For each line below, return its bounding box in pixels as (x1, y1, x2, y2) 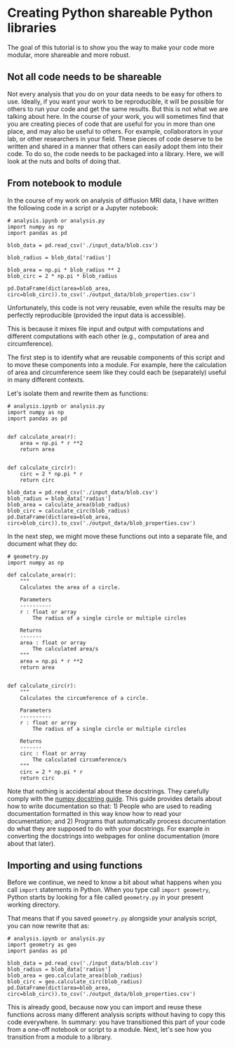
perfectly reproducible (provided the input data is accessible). (7, 311, 186, 319)
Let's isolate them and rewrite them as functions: (7, 389, 149, 397)
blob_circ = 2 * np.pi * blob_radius (7, 272, 118, 279)
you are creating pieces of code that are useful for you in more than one (7, 120, 215, 128)
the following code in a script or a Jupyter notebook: (7, 203, 159, 212)
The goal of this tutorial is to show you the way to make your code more (7, 43, 215, 51)
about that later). (7, 839, 56, 848)
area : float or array (20, 639, 86, 646)
